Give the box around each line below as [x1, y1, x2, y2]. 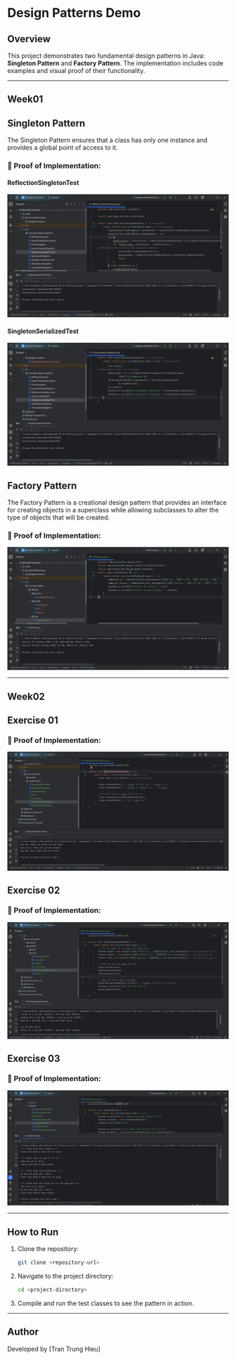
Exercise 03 [7, 1053, 61, 1065]
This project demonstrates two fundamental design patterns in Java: [7, 51, 205, 60]
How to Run [7, 1226, 59, 1238]
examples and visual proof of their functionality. [7, 67, 145, 75]
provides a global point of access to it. [7, 143, 118, 152]
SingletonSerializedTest [7, 327, 79, 335]
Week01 [7, 93, 44, 105]
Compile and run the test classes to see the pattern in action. [17, 1299, 195, 1307]
